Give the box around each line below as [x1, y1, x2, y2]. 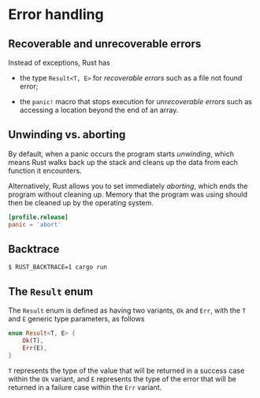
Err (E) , [22, 344, 47, 352]
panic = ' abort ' [8, 220, 61, 228]
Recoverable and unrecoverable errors [8, 37, 202, 51]
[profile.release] [8, 213, 69, 221]
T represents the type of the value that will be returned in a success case [8, 366, 245, 375]
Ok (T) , [22, 337, 44, 345]
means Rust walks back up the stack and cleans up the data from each [8, 157, 239, 167]
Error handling [8, 6, 104, 24]
